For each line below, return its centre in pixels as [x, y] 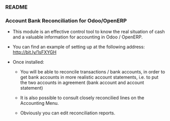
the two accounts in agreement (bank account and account [82, 83]
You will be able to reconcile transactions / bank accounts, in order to [93, 72]
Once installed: [28, 62]
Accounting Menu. [40, 103]
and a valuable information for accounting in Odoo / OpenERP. [78, 37]
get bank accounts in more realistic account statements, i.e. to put [89, 77]
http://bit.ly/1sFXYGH [35, 52]
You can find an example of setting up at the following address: [79, 47]
